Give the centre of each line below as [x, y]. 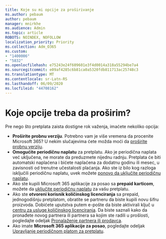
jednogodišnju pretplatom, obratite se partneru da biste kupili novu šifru [85, 200]
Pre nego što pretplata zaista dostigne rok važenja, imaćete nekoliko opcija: [82, 127]
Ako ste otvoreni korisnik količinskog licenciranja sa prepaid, [76, 194]
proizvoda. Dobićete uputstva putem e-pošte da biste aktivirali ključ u [83, 205]
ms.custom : [16, 51]
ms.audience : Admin [25, 28]
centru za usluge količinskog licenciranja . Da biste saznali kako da [80, 210]
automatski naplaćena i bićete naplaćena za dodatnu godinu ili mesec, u [86, 162]
